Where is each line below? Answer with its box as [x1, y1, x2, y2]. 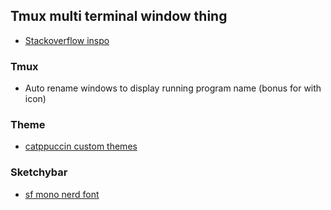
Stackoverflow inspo [24, 34, 110, 46]
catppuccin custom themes [24, 140, 138, 153]
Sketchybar [10, 165, 68, 179]
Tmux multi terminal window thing [10, 8, 228, 25]
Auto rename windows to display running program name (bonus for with [24, 82, 322, 94]
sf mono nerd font [24, 188, 100, 200]
